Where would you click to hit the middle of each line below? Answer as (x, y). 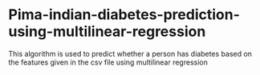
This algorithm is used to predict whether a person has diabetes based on (130, 53)
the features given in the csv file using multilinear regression (108, 62)
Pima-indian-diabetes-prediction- (124, 15)
